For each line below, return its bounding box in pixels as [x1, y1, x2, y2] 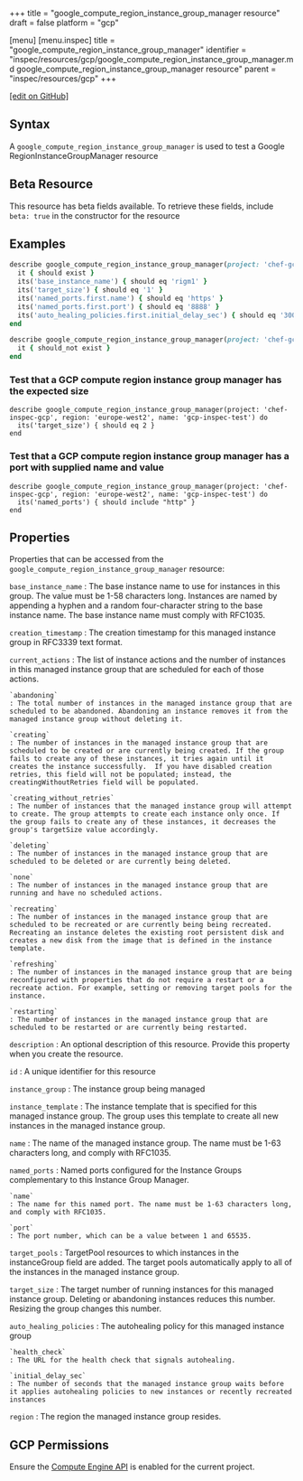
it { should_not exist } [17, 343, 111, 353]
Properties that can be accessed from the [9, 554, 164, 565]
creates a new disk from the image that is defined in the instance [9, 936, 272, 945]
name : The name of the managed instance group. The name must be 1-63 [9, 1138, 281, 1148]
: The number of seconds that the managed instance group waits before [9, 1380, 284, 1389]
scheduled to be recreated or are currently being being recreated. [9, 921, 272, 930]
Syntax [9, 117, 50, 132]
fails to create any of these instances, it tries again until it [9, 755, 264, 764]
